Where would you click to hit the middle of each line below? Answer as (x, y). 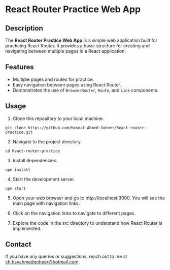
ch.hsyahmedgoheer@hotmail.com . (43, 262)
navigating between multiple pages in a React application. (65, 51)
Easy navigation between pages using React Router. (67, 84)
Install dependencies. (35, 160)
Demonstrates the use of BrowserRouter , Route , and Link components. (86, 90)
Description (24, 28)
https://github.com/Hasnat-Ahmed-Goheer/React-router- (87, 128)
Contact (18, 244)
